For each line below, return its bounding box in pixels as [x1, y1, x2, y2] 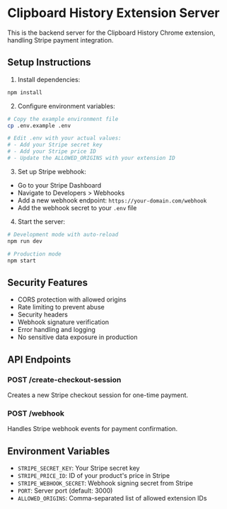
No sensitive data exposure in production [17, 333, 138, 341]
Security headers [17, 310, 69, 319]
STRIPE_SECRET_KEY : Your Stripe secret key [17, 464, 140, 472]
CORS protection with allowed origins [17, 295, 127, 304]
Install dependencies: [17, 75, 81, 84]
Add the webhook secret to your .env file [17, 203, 137, 212]
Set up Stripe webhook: [17, 167, 87, 176]
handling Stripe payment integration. [7, 35, 114, 44]
